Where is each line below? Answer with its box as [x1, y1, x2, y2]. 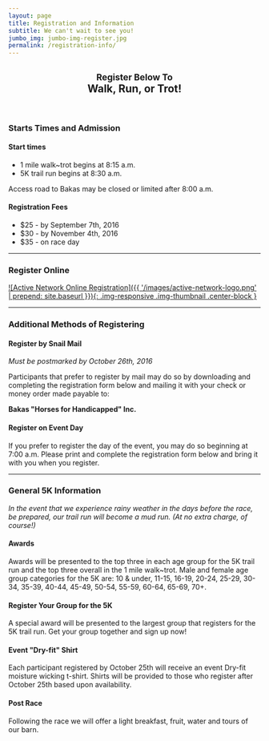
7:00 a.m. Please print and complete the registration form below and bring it [8, 449, 259, 459]
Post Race [8, 699, 42, 708]
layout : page [8, 11, 52, 20]
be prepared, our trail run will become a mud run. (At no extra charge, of [8, 512, 248, 522]
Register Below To [95, 71, 174, 83]
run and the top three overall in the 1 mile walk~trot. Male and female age [8, 566, 249, 575]
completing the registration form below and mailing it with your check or [8, 381, 247, 390]
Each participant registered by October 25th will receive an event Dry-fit [8, 662, 247, 673]
